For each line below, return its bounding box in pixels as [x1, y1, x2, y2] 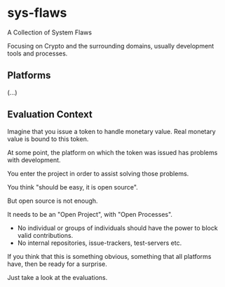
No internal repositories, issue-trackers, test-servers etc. [17, 239, 182, 247]
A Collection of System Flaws [7, 28, 93, 36]
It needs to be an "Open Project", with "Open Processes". [7, 210, 173, 218]
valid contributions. [17, 231, 74, 239]
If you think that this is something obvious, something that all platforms [7, 252, 212, 260]
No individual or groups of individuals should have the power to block [17, 223, 219, 232]
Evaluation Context [7, 109, 93, 121]
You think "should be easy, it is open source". [7, 182, 138, 191]
